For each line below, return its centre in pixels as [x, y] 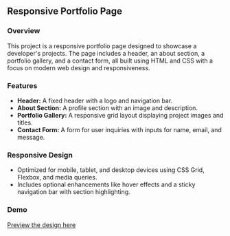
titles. [25, 122]
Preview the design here [42, 225]
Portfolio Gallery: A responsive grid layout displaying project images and [120, 115]
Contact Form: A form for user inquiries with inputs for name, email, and [119, 129]
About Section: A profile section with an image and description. [107, 108]
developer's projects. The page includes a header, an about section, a [106, 53]
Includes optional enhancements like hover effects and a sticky [106, 184]
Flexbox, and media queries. [57, 178]
